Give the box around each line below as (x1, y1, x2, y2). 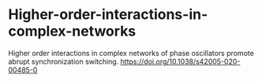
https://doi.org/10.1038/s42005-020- (120, 57, 241, 66)
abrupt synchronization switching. (8, 57, 119, 66)
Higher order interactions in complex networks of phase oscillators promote (8, 48, 254, 58)
